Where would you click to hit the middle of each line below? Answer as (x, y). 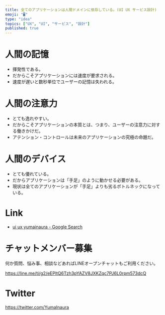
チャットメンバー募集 (49, 248)
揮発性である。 (28, 69)
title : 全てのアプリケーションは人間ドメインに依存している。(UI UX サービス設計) (81, 10)
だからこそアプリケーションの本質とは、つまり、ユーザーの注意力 (80, 125)
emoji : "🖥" (17, 14)
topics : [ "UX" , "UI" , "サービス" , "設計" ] (47, 24)
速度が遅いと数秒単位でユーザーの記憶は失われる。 (64, 82)
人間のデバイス (36, 159)
